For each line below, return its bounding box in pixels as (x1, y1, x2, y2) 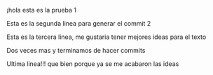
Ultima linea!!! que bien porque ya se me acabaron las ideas (6, 60, 179, 68)
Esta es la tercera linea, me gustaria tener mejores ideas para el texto (6, 33, 207, 41)
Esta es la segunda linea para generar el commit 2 (6, 19, 151, 27)
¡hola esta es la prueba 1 (6, 6, 77, 14)
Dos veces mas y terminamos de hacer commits (6, 47, 146, 54)
